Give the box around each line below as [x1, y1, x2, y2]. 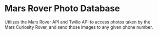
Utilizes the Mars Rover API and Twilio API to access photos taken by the [4, 19, 151, 25]
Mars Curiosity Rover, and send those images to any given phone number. [4, 24, 153, 30]
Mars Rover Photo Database [4, 3, 120, 14]
